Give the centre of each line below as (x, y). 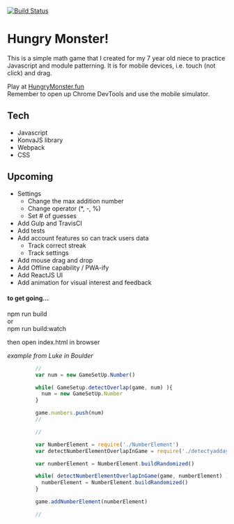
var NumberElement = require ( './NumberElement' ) (107, 445)
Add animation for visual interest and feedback (84, 282)
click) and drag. (30, 72)
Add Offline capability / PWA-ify (63, 268)
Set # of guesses (52, 215)
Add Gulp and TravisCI (49, 223)
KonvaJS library (40, 140)
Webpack (31, 147)
